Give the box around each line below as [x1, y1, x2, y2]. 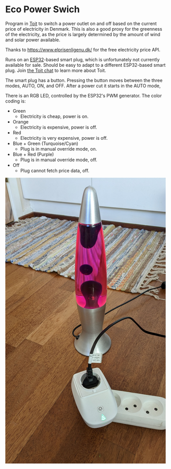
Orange [12, 118, 29, 125]
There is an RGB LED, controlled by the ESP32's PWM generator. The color [5, 92, 162, 98]
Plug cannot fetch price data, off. [20, 167, 90, 174]
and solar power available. [5, 37, 61, 43]
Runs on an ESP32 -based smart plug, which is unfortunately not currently [5, 56, 160, 62]
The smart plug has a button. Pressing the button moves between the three [5, 77, 163, 83]
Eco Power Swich [5, 4, 80, 15]
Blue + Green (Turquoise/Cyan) [12, 140, 78, 146]
